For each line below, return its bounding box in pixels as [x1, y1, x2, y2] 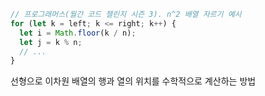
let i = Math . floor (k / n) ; [19, 28, 137, 38]
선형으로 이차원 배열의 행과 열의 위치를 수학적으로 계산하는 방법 [10, 75, 257, 87]
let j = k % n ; [19, 37, 83, 47]
